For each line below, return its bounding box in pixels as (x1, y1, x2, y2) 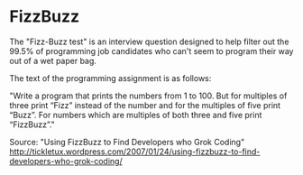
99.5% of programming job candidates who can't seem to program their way (9, 45, 294, 56)
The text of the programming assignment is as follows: (9, 72, 212, 83)
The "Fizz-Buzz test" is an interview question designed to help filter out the (9, 36, 289, 47)
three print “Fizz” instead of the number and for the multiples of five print (9, 99, 281, 110)
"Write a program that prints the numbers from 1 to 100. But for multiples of (9, 90, 288, 101)
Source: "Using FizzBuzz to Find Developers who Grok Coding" (9, 136, 245, 147)
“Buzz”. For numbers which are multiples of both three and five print (9, 109, 262, 120)
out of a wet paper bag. (9, 55, 97, 66)
